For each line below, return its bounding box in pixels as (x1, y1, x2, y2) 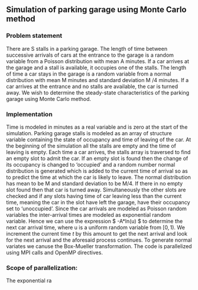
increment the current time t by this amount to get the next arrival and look (6, 230, 188, 237)
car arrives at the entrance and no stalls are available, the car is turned (6, 83, 178, 90)
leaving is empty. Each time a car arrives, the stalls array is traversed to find (6, 148, 191, 155)
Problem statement (6, 32, 63, 40)
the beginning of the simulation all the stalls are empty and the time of (6, 142, 176, 149)
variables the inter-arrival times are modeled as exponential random (6, 211, 171, 218)
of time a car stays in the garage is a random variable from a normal (6, 70, 171, 77)
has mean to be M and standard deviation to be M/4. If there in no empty (6, 180, 183, 187)
